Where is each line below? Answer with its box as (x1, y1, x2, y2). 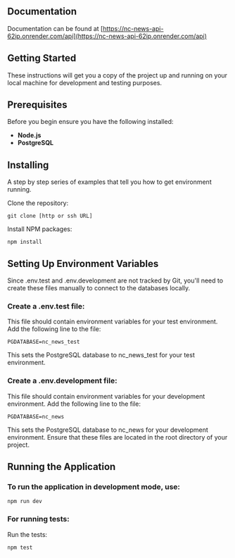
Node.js (17, 131, 42, 139)
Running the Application (7, 461, 116, 473)
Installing (7, 159, 49, 171)
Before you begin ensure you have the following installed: (7, 118, 174, 126)
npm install (7, 239, 42, 246)
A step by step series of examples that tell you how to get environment (7, 178, 212, 186)
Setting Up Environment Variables (7, 257, 159, 270)
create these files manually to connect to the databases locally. (7, 284, 191, 292)
